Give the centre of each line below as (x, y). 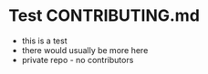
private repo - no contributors (78, 60)
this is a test (44, 41)
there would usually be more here (85, 50)
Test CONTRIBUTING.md (104, 16)
